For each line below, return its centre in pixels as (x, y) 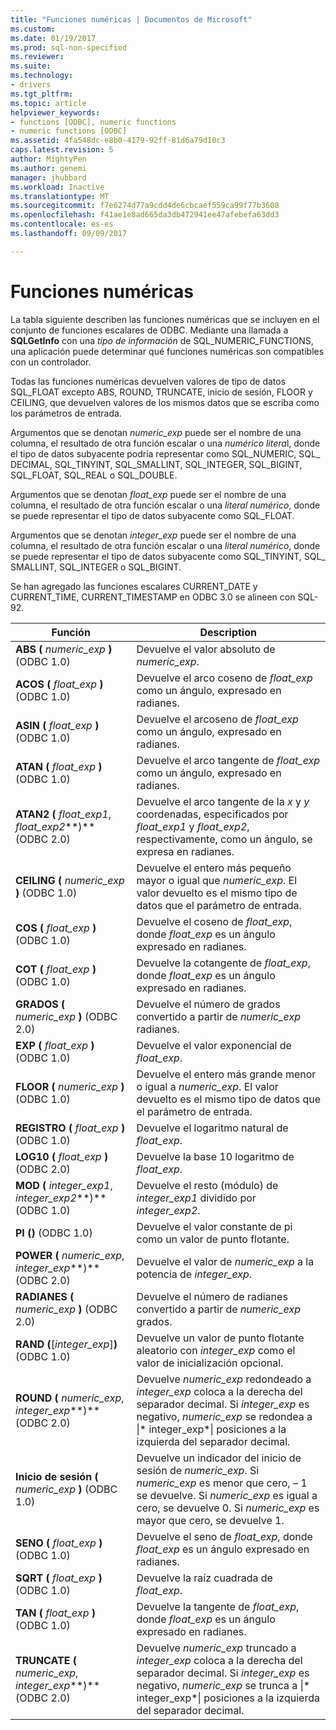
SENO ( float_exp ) (59, 1543)
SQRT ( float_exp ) (59, 1578)
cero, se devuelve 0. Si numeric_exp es (228, 1508)
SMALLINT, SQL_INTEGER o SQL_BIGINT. (96, 567)
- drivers (31, 85)
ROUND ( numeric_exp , (70, 1398)
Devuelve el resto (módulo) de (207, 1185)
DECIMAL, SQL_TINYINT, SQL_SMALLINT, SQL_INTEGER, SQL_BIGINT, (156, 464)
